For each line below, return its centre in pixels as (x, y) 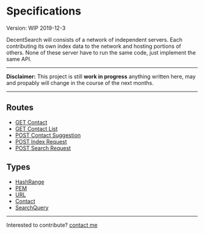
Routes (20, 108)
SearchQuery (32, 207)
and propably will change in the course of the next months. (80, 82)
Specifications (44, 11)
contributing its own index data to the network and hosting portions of (94, 46)
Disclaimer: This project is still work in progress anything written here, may (101, 76)
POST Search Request (43, 148)
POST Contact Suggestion (48, 135)
